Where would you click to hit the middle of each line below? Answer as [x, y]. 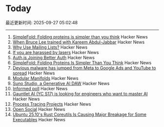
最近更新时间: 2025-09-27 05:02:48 [42, 22]
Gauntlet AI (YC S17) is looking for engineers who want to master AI [80, 93]
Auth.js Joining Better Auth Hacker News [54, 57]
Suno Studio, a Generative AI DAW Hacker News [61, 83]
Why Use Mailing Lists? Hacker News [50, 47]
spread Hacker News [34, 73]
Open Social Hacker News [39, 109]
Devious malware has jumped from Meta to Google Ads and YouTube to [84, 68]
